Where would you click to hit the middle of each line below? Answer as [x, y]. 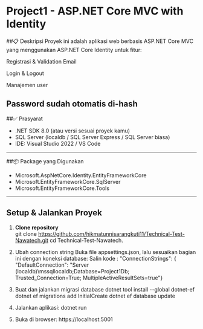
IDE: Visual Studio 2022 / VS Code [58, 143]
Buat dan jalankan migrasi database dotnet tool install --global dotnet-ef [105, 289]
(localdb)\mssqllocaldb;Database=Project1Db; [72, 271]
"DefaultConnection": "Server [52, 265]
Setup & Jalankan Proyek [54, 213]
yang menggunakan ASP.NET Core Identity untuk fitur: [74, 50]
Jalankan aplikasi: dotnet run [51, 307]
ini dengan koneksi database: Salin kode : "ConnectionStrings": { [95, 258]
